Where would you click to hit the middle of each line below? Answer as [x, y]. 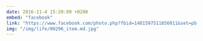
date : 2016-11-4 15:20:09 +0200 [47, 12]
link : [13, 23]
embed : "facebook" [29, 17]
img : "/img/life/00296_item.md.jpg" [53, 29]
